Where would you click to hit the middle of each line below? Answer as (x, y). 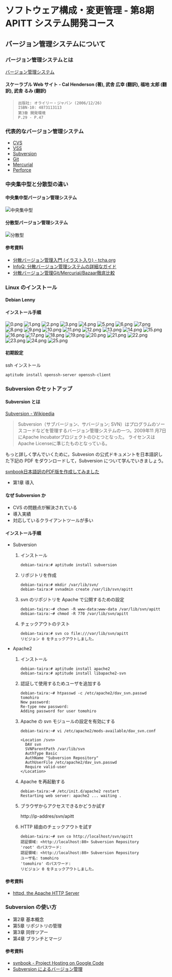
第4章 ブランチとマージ (37, 939)
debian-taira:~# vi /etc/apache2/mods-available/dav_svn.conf (88, 731)
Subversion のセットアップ (39, 389)
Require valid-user (46, 767)
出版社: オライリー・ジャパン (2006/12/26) (60, 103)
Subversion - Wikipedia (30, 413)
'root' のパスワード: (41, 848)
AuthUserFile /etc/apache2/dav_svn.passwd (71, 763)
